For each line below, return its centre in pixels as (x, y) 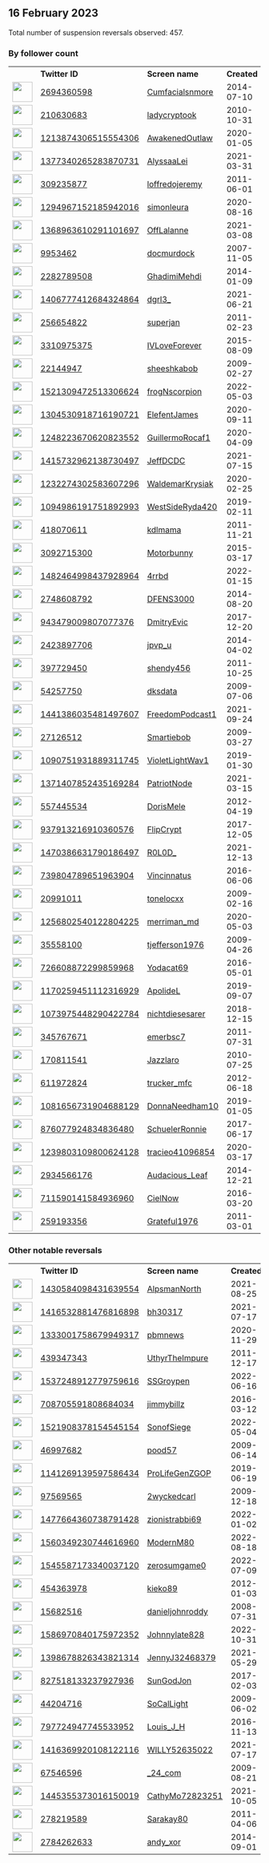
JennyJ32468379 (181, 1658)
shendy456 (169, 669)
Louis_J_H (166, 1727)
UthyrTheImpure (178, 1358)
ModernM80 (171, 1542)
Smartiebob (169, 738)
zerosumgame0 (177, 1566)
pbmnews (165, 1336)
